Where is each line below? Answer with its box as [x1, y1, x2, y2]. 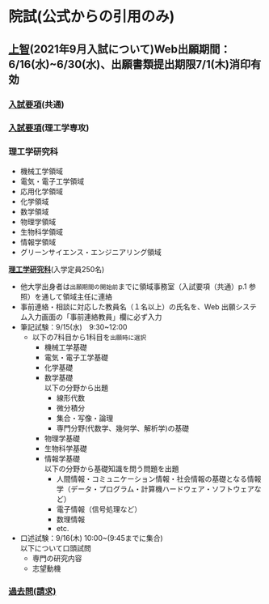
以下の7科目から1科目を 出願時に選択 [32, 332, 147, 342]
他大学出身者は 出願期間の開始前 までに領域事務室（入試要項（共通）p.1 [19, 281, 248, 291]
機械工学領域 [19, 166, 63, 176]
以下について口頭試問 [19, 543, 91, 553]
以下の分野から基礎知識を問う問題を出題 [44, 463, 179, 474]
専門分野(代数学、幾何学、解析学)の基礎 [56, 423, 190, 433]
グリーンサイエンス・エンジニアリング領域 [19, 247, 162, 257]
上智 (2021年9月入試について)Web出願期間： [8, 42, 231, 56]
